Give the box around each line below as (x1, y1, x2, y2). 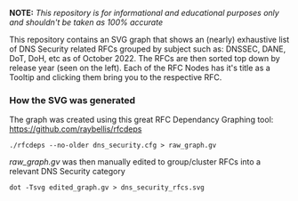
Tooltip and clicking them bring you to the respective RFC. (9, 72, 222, 83)
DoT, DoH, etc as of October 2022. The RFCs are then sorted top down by (9, 53, 280, 63)
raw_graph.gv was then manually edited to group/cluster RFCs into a (9, 157, 261, 167)
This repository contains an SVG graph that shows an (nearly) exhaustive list (9, 35, 290, 44)
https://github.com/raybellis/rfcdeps (9, 124, 142, 134)
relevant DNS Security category (9, 166, 126, 177)
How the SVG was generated (9, 93, 136, 106)
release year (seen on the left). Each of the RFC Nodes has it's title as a (9, 62, 271, 73)
